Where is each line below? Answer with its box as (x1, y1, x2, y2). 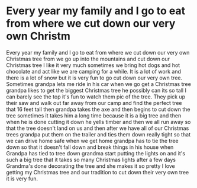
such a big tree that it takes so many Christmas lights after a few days (6, 156, 176, 163)
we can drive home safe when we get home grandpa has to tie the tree (6, 137, 179, 144)
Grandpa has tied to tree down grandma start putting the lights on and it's (6, 149, 185, 157)
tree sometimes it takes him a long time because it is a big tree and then (6, 111, 182, 119)
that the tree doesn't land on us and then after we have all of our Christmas (6, 125, 189, 132)
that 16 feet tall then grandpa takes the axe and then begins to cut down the (6, 106, 190, 113)
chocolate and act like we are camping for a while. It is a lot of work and (6, 68, 182, 75)
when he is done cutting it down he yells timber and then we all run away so (6, 118, 191, 125)
